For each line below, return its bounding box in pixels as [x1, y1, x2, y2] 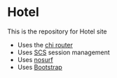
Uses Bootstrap [17, 63, 63, 71]
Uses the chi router [17, 40, 74, 49]
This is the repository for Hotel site [7, 27, 107, 36]
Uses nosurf [17, 55, 54, 63]
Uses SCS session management [17, 48, 110, 56]
